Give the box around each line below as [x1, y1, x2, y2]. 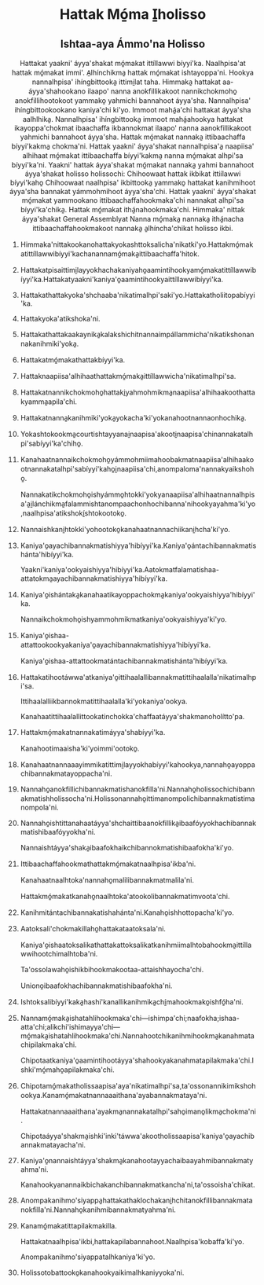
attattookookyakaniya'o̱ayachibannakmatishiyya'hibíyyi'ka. [20, 641, 211, 649]
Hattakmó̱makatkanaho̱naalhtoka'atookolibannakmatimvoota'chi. [20, 892, 230, 901]
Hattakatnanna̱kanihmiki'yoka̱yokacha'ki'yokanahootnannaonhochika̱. [20, 413, 247, 422]
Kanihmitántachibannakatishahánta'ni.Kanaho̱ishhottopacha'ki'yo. [20, 908, 234, 917]
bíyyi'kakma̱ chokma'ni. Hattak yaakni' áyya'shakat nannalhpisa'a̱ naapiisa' [11, 141, 255, 151]
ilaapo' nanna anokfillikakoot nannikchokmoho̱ [86, 86, 238, 96]
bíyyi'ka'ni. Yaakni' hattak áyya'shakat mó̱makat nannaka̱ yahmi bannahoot [11, 160, 255, 169]
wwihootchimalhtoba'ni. [20, 949, 98, 958]
